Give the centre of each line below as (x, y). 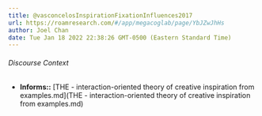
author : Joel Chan (38, 30)
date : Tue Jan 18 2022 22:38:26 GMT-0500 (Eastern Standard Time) (120, 37)
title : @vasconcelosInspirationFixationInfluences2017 (101, 15)
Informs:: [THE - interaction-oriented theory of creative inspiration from (137, 87)
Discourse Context (38, 62)
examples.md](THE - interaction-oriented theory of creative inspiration (135, 95)
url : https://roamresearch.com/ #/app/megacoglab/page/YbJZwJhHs (116, 23)
